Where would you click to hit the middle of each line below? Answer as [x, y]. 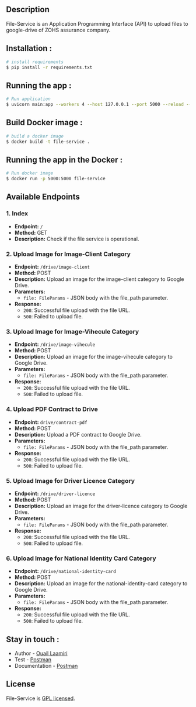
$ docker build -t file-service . [48, 142]
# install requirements [35, 62]
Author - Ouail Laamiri [41, 653]
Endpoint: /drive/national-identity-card [65, 571]
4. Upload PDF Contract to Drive [52, 409]
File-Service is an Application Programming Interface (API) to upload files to [97, 23]
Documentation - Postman [46, 666]
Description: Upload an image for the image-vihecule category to [94, 357]
